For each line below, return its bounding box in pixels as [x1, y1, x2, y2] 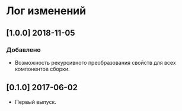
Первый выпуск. [14, 98, 56, 105]
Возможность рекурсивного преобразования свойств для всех [14, 59, 176, 66]
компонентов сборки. [14, 65, 70, 72]
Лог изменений [6, 4, 87, 18]
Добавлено [6, 46, 41, 54]
